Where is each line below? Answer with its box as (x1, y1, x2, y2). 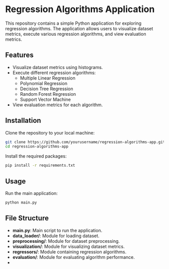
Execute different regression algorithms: (12, 70, 96, 76)
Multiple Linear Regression (20, 75, 75, 81)
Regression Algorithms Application (5, 4, 155, 15)
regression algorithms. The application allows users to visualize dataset (5, 25, 153, 31)
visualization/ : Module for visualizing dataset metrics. (12, 243, 125, 249)
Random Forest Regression (20, 91, 76, 97)
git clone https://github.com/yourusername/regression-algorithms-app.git (5, 140, 165, 145)
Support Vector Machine (20, 96, 71, 102)
